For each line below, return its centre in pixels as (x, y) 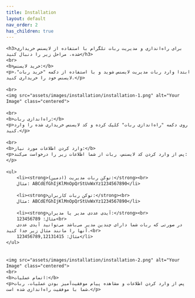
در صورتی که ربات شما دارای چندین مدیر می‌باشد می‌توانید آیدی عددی (100, 225)
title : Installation (31, 12)
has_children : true (30, 31)
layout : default (26, 19)
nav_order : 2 (22, 25)
